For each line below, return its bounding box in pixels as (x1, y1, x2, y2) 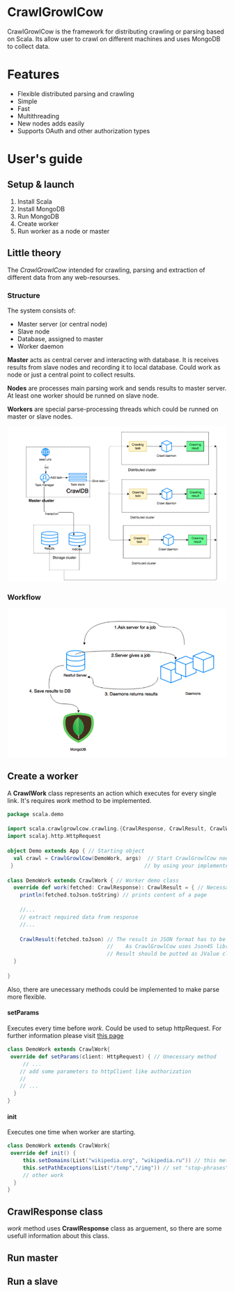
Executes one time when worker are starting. (7, 1128, 136, 1136)
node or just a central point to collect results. (7, 370, 136, 379)
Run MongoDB (17, 212, 59, 220)
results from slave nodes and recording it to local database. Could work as (7, 363, 221, 371)
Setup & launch (7, 179, 75, 190)
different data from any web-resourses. (7, 273, 120, 281)
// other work (22, 1171, 64, 1179)
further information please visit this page (7, 1032, 124, 1039)
